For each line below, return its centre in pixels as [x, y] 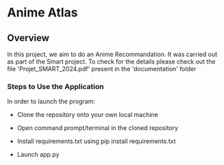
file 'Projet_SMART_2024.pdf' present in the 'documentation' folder [102, 69]
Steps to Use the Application [55, 86]
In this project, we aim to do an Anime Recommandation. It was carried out [112, 54]
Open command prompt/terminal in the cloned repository [98, 128]
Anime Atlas [42, 13]
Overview [28, 38]
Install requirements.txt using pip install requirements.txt [96, 141]
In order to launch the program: [51, 101]
